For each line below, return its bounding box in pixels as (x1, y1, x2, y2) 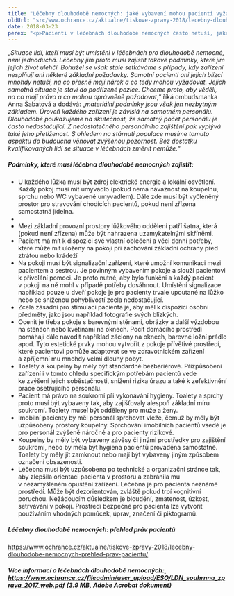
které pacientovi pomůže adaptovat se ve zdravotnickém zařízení (17, 348, 205, 356)
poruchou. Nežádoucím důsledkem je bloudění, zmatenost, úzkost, (17, 495, 210, 503)
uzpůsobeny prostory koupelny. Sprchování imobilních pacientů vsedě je (17, 421, 226, 429)
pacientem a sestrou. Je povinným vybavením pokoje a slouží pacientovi (17, 266, 226, 275)
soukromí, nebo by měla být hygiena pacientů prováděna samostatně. (17, 443, 218, 452)
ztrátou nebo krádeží (17, 251, 78, 260)
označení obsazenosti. (17, 458, 83, 466)
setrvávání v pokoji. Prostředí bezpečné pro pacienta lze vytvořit (17, 502, 203, 511)
